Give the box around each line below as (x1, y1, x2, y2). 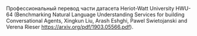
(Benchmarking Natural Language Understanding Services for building (14, 11, 185, 18)
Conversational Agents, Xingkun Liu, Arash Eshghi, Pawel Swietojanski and (6, 17, 188, 24)
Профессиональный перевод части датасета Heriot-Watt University (6, 5, 175, 12)
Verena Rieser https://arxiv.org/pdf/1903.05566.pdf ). (6, 23, 133, 30)
